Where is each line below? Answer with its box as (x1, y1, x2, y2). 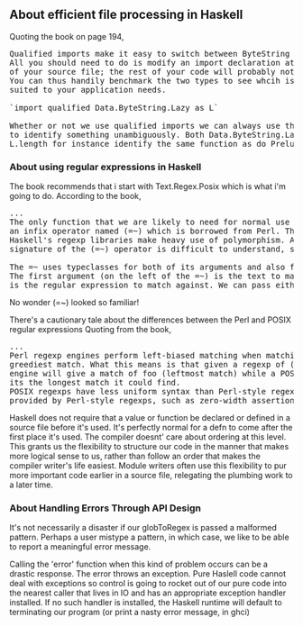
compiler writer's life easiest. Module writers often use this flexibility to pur (9, 460, 287, 471)
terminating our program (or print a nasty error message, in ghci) (9, 607, 251, 618)
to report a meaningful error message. (9, 541, 151, 552)
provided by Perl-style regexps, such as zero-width (9, 395, 248, 406)
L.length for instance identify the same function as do (9, 139, 267, 149)
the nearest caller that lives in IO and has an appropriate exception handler (9, 587, 287, 598)
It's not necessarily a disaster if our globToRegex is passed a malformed (9, 522, 278, 533)
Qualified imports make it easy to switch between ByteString (9, 49, 290, 59)
